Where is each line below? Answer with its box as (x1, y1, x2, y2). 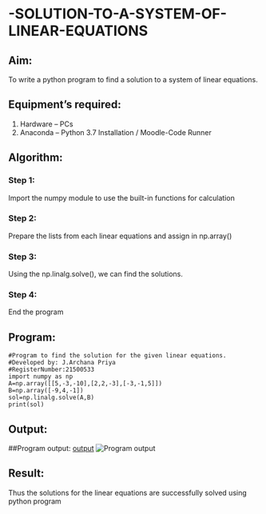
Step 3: (8, 251, 38, 262)
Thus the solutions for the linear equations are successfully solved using (8, 488, 248, 497)
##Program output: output (8, 444, 94, 453)
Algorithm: (8, 151, 63, 165)
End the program (8, 307, 64, 317)
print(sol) (8, 400, 45, 408)
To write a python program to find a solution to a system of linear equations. (8, 75, 258, 84)
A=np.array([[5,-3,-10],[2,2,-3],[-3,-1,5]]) (8, 380, 162, 388)
